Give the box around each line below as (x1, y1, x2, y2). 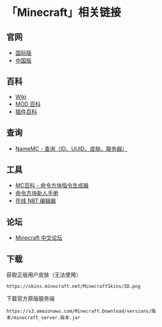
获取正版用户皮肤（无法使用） (6, 271, 81, 279)
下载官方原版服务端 (6, 295, 55, 303)
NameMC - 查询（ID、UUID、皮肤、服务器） (15, 145, 128, 152)
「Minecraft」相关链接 (6, 6, 121, 20)
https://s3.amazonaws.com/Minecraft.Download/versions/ (6, 308, 152, 315)
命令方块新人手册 (15, 189, 59, 197)
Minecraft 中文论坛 (15, 234, 63, 241)
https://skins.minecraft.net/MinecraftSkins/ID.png (6, 284, 141, 290)
